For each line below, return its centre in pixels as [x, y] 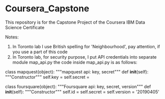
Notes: [12, 37]
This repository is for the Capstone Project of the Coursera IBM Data [75, 22]
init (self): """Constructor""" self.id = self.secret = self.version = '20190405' [82, 92]
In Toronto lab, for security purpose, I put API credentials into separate [84, 57]
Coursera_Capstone [47, 9]
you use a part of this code [40, 52]
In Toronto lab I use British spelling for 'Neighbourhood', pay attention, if [86, 46]
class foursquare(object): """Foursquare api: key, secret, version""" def [78, 86]
